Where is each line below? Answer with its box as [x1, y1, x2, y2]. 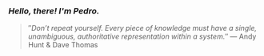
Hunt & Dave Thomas [27, 40, 98, 50]
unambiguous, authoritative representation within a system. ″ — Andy [27, 32, 257, 41]
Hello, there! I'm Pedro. [8, 6, 100, 17]
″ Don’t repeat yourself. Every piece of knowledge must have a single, [27, 24, 258, 33]
